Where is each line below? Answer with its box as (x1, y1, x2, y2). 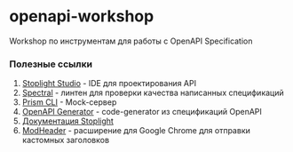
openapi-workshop (9, 6, 154, 27)
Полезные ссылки (9, 58, 93, 70)
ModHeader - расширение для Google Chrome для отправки (21, 125, 250, 136)
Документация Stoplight (21, 116, 114, 126)
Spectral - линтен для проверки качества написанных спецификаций (21, 87, 284, 99)
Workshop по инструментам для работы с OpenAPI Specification (9, 36, 253, 46)
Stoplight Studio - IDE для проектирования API (21, 78, 197, 89)
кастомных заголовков (21, 135, 109, 146)
